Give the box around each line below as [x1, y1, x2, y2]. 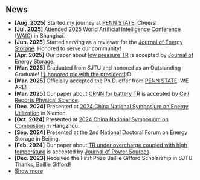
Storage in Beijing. [14, 135, 60, 142]
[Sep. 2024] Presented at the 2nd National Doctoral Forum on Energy [14, 128, 188, 136]
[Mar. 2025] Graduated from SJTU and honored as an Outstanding [14, 64, 181, 72]
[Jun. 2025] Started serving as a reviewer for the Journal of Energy [14, 39, 183, 45]
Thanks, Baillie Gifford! [14, 161, 71, 168]
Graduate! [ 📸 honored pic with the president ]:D [14, 71, 131, 78]
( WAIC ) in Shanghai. [14, 32, 65, 39]
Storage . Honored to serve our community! [14, 45, 121, 52]
